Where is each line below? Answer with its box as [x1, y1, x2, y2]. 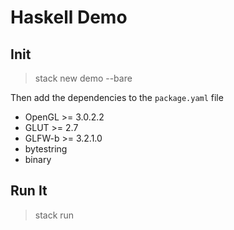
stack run [34, 209, 75, 221]
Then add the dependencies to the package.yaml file [10, 92, 224, 103]
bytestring [24, 143, 68, 155]
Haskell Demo [10, 6, 128, 29]
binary [24, 154, 52, 165]
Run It [10, 182, 48, 200]
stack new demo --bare [34, 72, 133, 84]
